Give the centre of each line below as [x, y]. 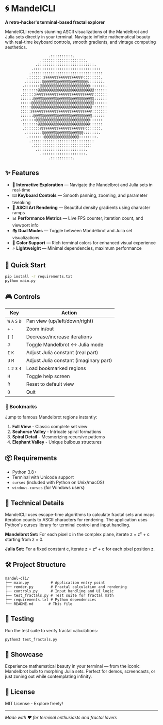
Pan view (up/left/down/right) [60, 321]
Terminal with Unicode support [43, 477]
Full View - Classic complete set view [50, 427]
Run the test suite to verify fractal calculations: [52, 630]
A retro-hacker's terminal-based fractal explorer [55, 22]
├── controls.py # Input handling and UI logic [59, 591]
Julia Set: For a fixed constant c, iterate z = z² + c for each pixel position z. [80, 549]
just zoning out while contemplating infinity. [49, 676]
